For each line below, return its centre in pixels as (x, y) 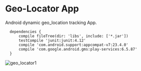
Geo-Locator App (42, 9)
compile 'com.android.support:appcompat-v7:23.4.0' (73, 45)
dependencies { (25, 31)
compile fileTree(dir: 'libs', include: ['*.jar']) (73, 36)
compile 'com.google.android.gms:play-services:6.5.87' (78, 49)
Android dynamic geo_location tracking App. (51, 22)
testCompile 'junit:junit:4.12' (52, 40)
